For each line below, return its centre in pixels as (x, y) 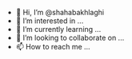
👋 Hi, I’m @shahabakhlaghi (60, 12)
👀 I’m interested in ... (50, 21)
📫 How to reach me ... (53, 47)
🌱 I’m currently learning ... (58, 29)
